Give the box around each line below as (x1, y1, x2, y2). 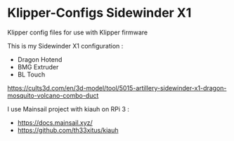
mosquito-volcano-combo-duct (7, 91, 99, 100)
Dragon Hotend (17, 55, 63, 64)
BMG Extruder (17, 62, 59, 71)
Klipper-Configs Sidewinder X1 (7, 5, 192, 21)
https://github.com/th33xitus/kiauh (17, 126, 119, 134)
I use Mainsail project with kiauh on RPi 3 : (7, 105, 130, 113)
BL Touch (17, 70, 46, 79)
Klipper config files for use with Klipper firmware (7, 28, 148, 36)
